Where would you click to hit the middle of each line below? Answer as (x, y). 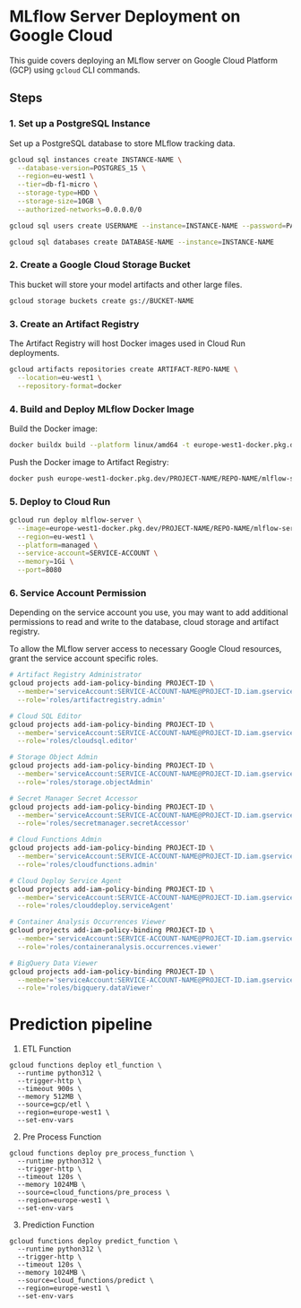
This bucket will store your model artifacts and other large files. (126, 284)
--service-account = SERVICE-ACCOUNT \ (88, 553)
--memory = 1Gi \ (46, 562)
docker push (31, 478)
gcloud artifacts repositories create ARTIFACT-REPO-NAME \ (124, 369)
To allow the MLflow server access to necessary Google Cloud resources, (146, 649)
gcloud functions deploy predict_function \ (94, 1242)
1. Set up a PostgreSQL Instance (80, 124)
